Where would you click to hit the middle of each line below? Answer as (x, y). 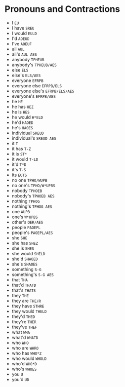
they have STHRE (28, 306)
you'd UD (20, 379)
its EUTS (19, 175)
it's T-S (19, 169)
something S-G (26, 269)
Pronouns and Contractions (62, 9)
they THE (20, 295)
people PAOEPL (26, 227)
